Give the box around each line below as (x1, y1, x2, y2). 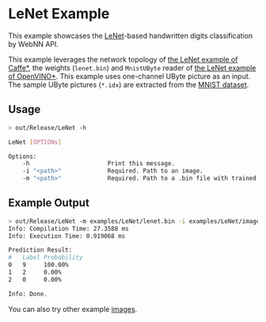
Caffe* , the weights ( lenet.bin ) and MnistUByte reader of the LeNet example (8, 63, 256, 72)
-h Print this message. (22, 160, 176, 168)
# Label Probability (8, 254, 83, 262)
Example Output (8, 196, 89, 210)
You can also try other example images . (8, 304, 138, 313)
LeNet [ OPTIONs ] (8, 138, 62, 146)
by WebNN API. (8, 39, 59, 48)
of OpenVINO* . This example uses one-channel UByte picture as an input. (8, 71, 251, 81)
